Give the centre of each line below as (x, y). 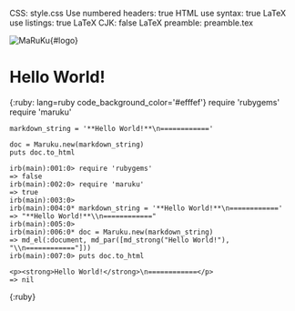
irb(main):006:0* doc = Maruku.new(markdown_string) (112, 232)
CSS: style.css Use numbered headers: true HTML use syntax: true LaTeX (148, 13)
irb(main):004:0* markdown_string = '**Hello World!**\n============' (146, 208)
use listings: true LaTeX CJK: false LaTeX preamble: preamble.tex (131, 23)
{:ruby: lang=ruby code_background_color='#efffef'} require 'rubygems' (145, 102)
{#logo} (64, 40)
